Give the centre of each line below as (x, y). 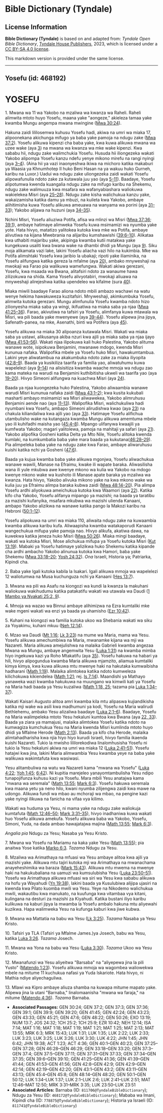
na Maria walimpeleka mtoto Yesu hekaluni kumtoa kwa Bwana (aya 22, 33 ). (81, 717)
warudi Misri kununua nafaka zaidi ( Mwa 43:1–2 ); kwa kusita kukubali (74, 393)
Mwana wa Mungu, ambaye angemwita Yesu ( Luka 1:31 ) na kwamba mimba (81, 651)
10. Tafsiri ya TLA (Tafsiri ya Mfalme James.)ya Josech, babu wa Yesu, (76, 933)
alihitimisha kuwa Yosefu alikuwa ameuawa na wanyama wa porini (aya (76, 205)
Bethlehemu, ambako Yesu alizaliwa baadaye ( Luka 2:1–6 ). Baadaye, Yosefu (81, 712)
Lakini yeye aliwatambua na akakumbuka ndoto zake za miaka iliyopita (75, 358)
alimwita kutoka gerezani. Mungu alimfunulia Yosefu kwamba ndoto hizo (77, 302)
